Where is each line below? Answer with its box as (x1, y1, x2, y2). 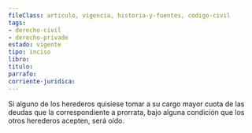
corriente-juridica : (8, 77, 76, 85)
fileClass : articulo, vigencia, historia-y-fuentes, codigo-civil (8, 11, 231, 20)
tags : (8, 19, 26, 27)
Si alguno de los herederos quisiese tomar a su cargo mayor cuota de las (8, 99, 245, 109)
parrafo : (8, 70, 37, 78)
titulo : (8, 63, 34, 71)
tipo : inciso (8, 48, 51, 56)
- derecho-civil (8, 26, 61, 34)
